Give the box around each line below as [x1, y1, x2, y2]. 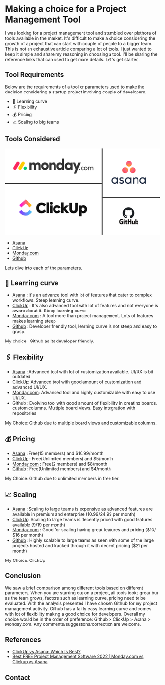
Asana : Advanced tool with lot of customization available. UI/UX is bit [12, 369, 154, 374]
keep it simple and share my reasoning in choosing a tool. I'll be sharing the [5, 51, 158, 57]
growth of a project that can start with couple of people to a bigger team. [5, 40, 153, 46]
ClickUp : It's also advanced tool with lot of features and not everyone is [12, 303, 158, 309]
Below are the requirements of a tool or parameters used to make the [5, 84, 145, 90]
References [5, 636, 41, 644]
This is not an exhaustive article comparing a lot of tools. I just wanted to [5, 46, 152, 52]
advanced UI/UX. [12, 384, 48, 390]
